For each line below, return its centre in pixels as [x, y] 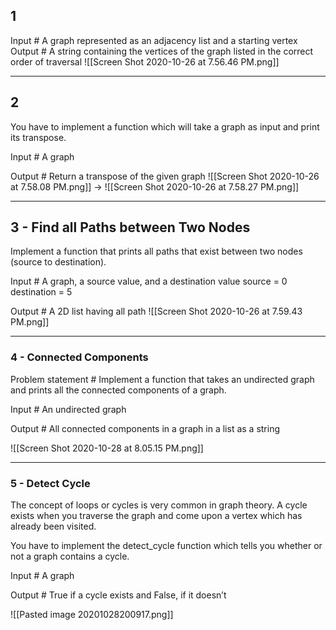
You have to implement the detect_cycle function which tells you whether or [166, 546]
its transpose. [38, 137]
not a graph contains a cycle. [70, 556]
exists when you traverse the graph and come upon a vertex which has [156, 516]
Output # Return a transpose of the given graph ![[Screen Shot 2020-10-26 [165, 176]
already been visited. [53, 526]
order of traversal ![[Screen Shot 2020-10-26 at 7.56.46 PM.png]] [145, 61]
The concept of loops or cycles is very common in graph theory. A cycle [159, 505]
